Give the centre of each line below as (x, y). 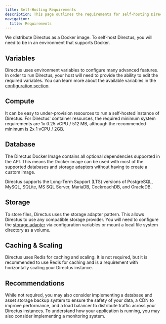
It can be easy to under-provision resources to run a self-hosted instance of (82, 113)
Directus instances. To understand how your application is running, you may (83, 311)
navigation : (17, 19)
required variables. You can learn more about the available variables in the (81, 81)
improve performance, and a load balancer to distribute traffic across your (81, 306)
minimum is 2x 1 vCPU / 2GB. (35, 129)
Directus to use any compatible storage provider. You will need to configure (82, 219)
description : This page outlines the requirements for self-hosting (77, 14)
